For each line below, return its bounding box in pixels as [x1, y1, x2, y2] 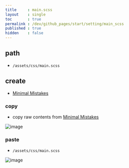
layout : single [5, 12, 46, 17]
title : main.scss [5, 7, 52, 12]
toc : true [5, 16, 41, 21]
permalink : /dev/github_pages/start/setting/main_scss [5, 21, 124, 26]
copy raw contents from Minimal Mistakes [12, 113, 99, 120]
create [5, 77, 26, 85]
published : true [5, 26, 41, 31]
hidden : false [5, 30, 43, 35]
